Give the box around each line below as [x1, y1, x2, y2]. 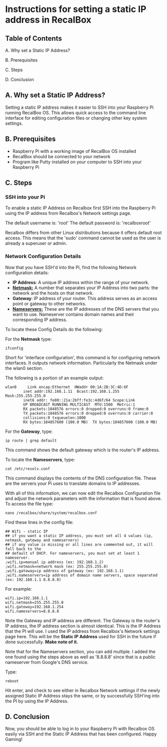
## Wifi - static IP [5, 529, 48, 534]
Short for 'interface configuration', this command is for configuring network [5, 354, 160, 360]
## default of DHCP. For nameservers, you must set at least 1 [5, 551, 140, 556]
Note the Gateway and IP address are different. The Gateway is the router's [5, 617, 160, 623]
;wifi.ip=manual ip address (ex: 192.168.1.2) [5, 560, 104, 565]
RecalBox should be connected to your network [12, 153, 111, 159]
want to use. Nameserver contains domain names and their [12, 311, 134, 317]
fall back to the [5, 546, 41, 552]
